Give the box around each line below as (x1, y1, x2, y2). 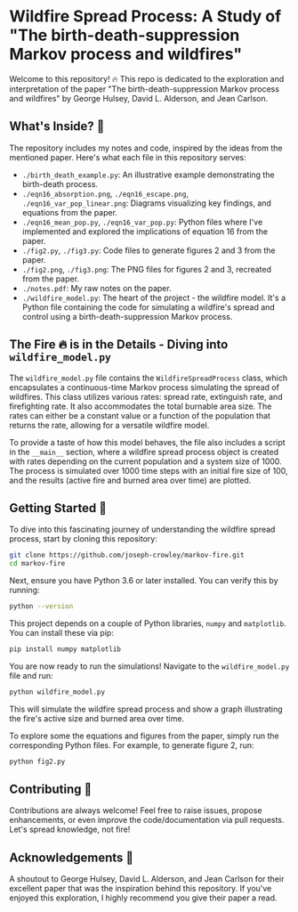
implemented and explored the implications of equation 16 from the (21, 225, 269, 237)
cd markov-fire (9, 559, 66, 568)
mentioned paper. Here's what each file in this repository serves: (9, 151, 246, 162)
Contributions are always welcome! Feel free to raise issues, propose (9, 805, 262, 816)
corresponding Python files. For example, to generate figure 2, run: (9, 739, 255, 750)
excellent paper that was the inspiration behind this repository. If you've (9, 883, 272, 894)
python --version (9, 602, 74, 611)
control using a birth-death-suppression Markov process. (21, 311, 233, 322)
